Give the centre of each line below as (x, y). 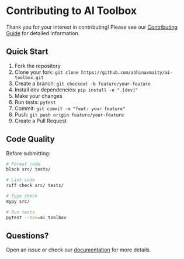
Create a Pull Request (41, 121)
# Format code (23, 164)
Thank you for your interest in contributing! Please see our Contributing (92, 27)
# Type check (22, 196)
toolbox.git (29, 77)
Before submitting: (28, 153)
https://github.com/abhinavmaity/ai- (127, 72)
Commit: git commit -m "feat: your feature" (70, 108)
